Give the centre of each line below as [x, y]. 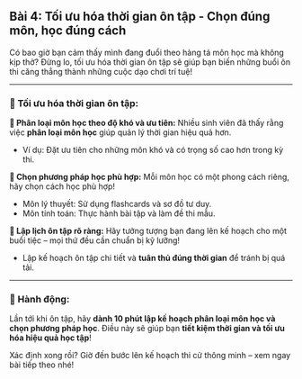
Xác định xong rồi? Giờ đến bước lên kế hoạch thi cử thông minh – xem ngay [150, 356]
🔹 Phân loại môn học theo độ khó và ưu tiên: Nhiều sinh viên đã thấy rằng [147, 123]
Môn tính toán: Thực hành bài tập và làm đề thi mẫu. [119, 213]
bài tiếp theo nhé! [42, 365]
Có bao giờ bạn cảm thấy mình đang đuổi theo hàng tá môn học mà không [147, 52]
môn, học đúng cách [68, 31]
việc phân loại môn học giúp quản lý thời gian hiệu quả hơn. [120, 132]
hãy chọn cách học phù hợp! [62, 186]
